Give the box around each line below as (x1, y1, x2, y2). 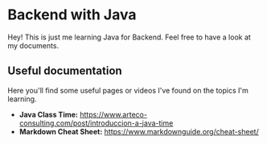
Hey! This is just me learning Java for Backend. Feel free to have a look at (7, 32, 251, 42)
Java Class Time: (18, 109, 78, 119)
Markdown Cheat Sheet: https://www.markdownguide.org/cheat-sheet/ (18, 126, 259, 136)
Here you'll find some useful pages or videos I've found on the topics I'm (7, 85, 249, 95)
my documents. (7, 40, 60, 50)
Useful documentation (7, 64, 122, 78)
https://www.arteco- (79, 109, 148, 119)
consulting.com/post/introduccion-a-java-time (18, 118, 174, 128)
